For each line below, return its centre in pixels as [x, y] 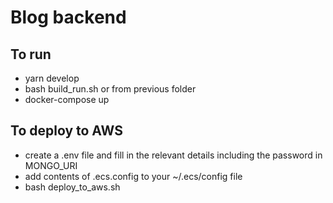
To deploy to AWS [66, 131]
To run [31, 54]
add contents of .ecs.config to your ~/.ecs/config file [133, 176]
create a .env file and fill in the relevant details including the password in [173, 155]
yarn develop [52, 78]
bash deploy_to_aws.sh [72, 187]
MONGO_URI [51, 165]
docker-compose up [67, 99]
